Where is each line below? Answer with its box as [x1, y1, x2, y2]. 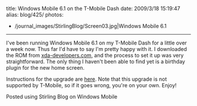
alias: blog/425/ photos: [6, 11, 64, 18]
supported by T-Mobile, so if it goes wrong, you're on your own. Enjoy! [6, 82, 177, 88]
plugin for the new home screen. [6, 64, 85, 71]
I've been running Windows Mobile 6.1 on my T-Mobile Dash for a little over [6, 39, 187, 46]
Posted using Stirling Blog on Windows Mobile [6, 93, 118, 100]
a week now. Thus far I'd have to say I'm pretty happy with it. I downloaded [6, 46, 188, 52]
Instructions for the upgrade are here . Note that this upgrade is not [6, 76, 167, 83]
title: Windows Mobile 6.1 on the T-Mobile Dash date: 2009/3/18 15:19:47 [6, 5, 181, 12]
